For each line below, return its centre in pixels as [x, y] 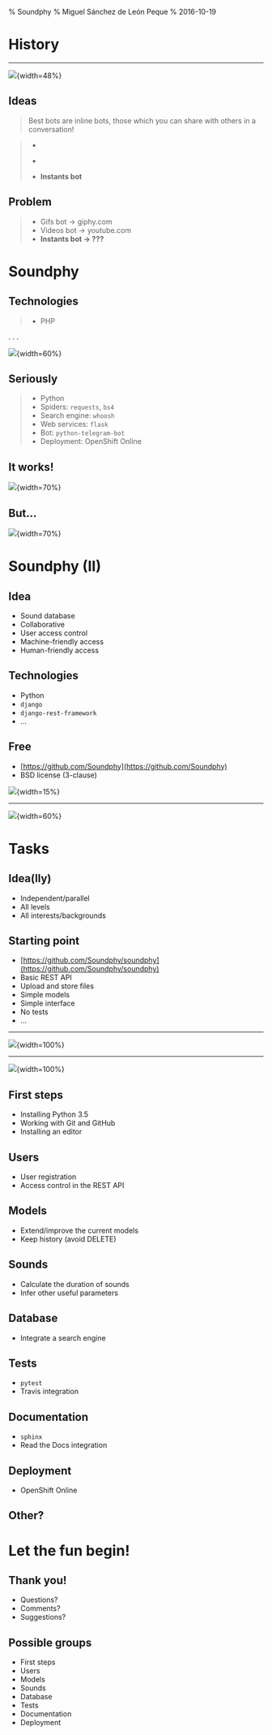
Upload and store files [57, 986]
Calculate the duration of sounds [74, 1284]
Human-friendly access [59, 650]
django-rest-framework [58, 713]
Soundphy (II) [55, 566]
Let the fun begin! [69, 1550]
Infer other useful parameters [69, 1293]
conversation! [51, 129]
